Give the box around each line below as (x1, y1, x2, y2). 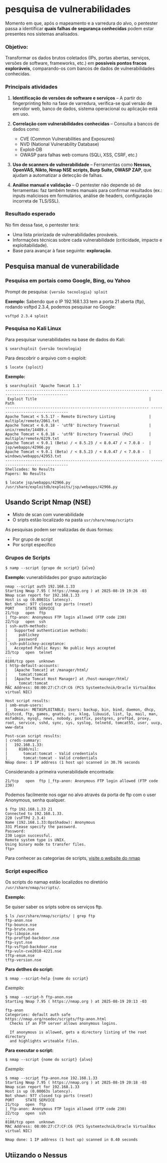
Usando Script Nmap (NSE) (5, 498, 91, 507)
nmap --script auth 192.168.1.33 (5, 584, 75, 589)
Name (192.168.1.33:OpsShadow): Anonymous (5, 820, 95, 825)
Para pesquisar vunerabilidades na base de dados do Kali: (5, 336, 125, 342)
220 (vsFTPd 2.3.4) (5, 815, 46, 820)
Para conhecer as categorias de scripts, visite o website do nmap (5, 855, 140, 861)
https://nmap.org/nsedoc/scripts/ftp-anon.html (5, 1017, 107, 1022)
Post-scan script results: (5, 733, 62, 738)
